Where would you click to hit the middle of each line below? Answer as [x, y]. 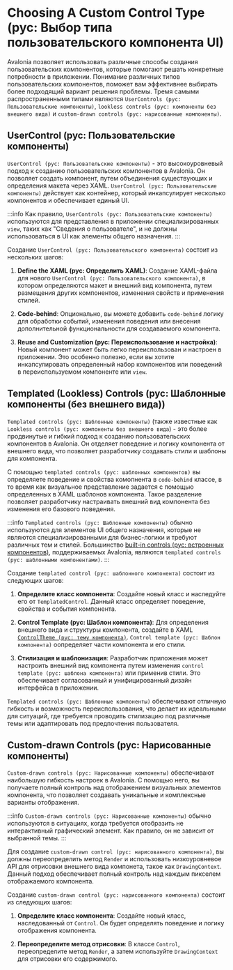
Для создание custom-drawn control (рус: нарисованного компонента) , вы [116, 851]
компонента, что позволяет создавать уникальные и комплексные [107, 795]
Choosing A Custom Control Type [106, 13]
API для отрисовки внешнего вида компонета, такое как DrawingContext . [114, 867]
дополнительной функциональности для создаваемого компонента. [119, 328]
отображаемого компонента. [50, 881]
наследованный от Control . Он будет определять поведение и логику [121, 923]
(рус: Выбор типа [60, 28]
